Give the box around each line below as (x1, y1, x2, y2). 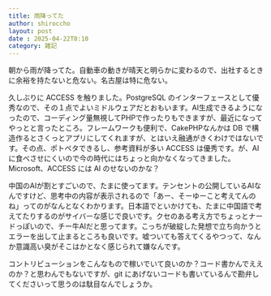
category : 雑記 (8, 42, 58, 50)
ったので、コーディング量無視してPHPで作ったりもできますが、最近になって (8, 113, 263, 122)
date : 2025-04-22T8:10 (8, 34, 89, 43)
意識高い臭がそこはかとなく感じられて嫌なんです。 (15, 242, 185, 251)
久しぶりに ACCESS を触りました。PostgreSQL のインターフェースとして (8, 92, 253, 102)
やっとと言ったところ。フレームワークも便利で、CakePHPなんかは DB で (8, 123, 252, 133)
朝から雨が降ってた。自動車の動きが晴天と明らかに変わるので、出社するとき (8, 66, 264, 75)
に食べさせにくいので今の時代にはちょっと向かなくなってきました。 (8, 153, 235, 163)
